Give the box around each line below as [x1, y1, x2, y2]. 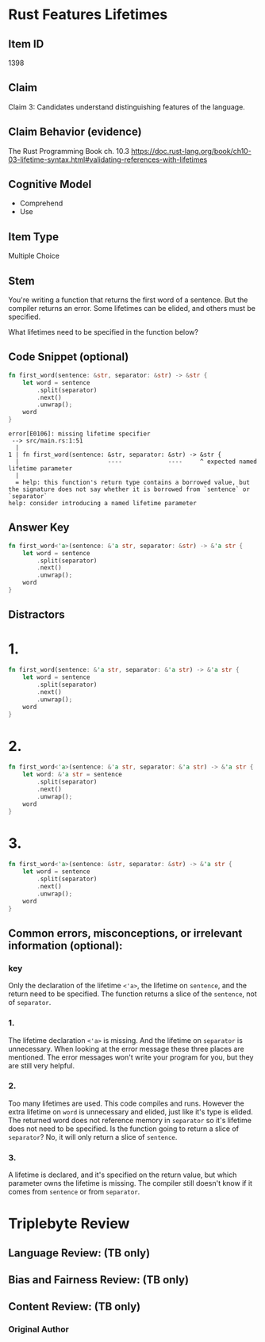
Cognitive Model [8, 178, 92, 191]
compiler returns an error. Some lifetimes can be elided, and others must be [8, 304, 256, 313]
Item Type [8, 230, 60, 243]
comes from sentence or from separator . [8, 1187, 140, 1197]
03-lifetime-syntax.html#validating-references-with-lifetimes [8, 155, 208, 164]
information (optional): [8, 938, 123, 953]
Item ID [8, 37, 44, 51]
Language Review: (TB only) [8, 1246, 151, 1260]
